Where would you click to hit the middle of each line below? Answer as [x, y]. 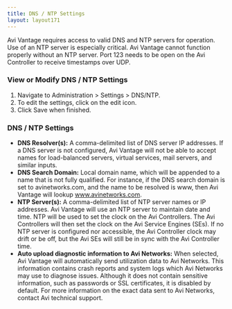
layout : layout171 [34, 20]
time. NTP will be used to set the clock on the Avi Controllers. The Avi [116, 217]
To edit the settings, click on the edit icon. [77, 102]
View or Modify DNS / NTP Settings [68, 80]
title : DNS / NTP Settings [46, 14]
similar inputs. [37, 165]
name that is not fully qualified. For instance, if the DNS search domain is [121, 180]
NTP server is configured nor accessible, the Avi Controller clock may [117, 232]
